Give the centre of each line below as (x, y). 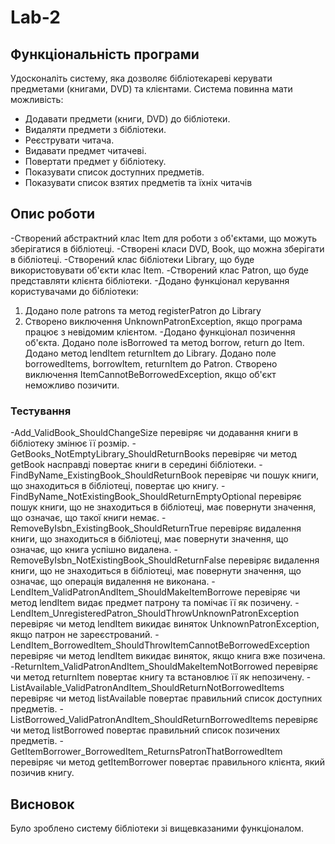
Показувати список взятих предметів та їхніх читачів (138, 182)
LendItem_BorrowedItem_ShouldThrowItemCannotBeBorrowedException (160, 645)
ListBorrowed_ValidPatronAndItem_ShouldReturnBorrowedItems (141, 720)
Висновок (42, 804)
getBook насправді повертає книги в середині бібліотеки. (133, 465)
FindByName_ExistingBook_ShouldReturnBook (106, 475)
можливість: (37, 99)
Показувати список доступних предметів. (114, 172)
